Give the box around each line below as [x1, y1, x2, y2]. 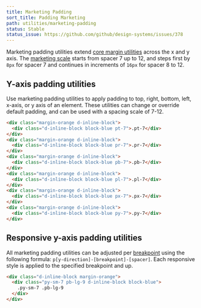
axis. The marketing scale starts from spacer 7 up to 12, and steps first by [6, 55, 190, 62]
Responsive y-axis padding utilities [6, 233, 143, 243]
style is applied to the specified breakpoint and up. [6, 262, 134, 269]
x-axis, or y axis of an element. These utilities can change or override [6, 101, 180, 108]
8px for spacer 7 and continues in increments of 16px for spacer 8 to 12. [6, 61, 185, 69]
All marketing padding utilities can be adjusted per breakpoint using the [6, 249, 185, 256]
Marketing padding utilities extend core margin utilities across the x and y [6, 48, 190, 55]
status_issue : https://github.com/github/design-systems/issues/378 [6, 32, 183, 38]
